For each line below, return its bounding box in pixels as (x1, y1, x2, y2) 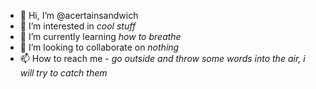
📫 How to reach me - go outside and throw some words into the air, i (19, 53, 306, 64)
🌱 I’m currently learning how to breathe (19, 31, 182, 42)
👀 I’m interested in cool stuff (19, 20, 137, 32)
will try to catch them (19, 67, 108, 79)
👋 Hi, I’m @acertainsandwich (19, 10, 139, 21)
